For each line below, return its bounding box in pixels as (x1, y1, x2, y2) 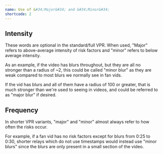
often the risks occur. (5, 124, 48, 130)
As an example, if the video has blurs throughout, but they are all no (5, 62, 141, 68)
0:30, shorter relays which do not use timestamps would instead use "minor (5, 139, 157, 144)
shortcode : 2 (5, 12, 32, 16)
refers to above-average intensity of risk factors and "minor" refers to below (5, 47, 158, 53)
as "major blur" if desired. (5, 92, 57, 98)
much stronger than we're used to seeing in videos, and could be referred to (5, 87, 158, 92)
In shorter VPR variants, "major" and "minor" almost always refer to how (5, 119, 150, 125)
